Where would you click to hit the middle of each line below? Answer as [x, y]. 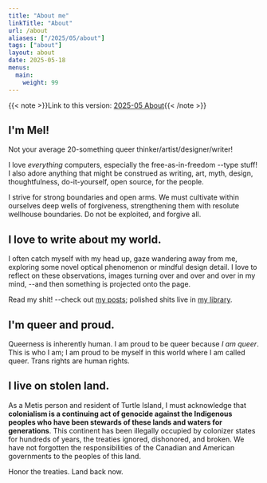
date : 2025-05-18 [37, 61]
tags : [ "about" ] [35, 46]
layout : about [32, 53]
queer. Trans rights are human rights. [69, 361]
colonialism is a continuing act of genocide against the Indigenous [120, 414]
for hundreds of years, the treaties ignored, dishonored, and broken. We [126, 439]
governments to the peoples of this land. [75, 456]
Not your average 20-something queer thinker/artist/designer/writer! [121, 149]
